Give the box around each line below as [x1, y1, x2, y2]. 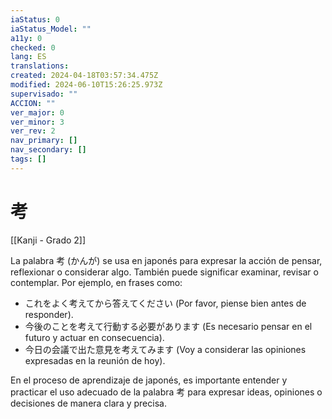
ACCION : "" [10, 98, 56, 108]
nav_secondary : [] [10, 145, 87, 155]
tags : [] [10, 154, 47, 164]
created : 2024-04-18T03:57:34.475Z [10, 71, 159, 81]
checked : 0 [10, 42, 56, 53]
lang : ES [10, 52, 47, 62]
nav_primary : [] [10, 136, 78, 146]
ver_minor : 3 [10, 117, 65, 127]
